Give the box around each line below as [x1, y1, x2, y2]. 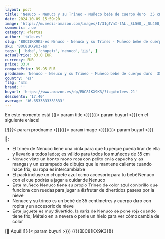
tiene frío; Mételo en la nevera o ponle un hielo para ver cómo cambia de [12, 213, 160, 219]
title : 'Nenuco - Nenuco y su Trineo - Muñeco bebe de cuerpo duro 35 [5, 12, 155, 17]
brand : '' [5, 84, 26, 90]
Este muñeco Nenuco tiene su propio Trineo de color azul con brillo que [12, 182, 158, 188]
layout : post [5, 7, 32, 12]
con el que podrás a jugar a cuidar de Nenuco [12, 177, 106, 183]
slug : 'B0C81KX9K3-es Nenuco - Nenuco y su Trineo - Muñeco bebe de [5, 39, 148, 44]
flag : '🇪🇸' [5, 80, 29, 85]
